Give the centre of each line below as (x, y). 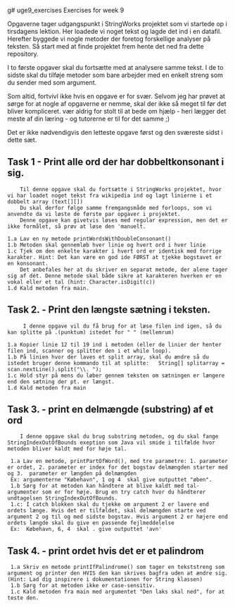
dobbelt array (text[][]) (45, 202)
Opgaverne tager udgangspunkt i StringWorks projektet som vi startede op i (117, 24)
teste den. (23, 598)
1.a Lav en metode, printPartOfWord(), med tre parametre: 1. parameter (119, 462)
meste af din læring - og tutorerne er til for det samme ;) (89, 119)
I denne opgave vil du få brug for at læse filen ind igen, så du (122, 326)
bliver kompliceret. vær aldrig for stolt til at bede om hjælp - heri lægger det (117, 111)
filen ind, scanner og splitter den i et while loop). (89, 351)
